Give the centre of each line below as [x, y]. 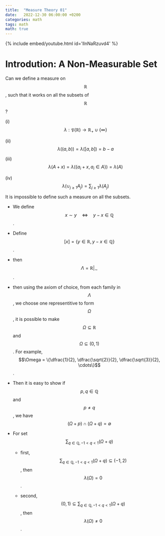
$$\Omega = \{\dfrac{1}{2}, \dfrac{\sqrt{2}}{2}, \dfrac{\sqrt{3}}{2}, [89, 360]
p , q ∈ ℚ [89, 391]
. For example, [28, 352]
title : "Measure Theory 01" [36, 10]
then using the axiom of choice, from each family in [66, 287]
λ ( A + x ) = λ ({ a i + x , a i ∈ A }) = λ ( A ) [86, 167]
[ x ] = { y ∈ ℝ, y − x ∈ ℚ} [89, 242]
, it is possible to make [36, 319]
